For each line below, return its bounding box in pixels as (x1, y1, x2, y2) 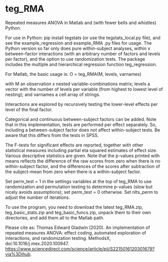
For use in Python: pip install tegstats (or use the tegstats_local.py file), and (5, 35, 160, 41)
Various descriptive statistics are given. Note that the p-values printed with (5, 153, 160, 159)
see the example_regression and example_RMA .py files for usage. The (5, 40, 152, 46)
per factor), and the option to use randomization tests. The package (5, 56, 145, 62)
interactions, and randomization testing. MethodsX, (5, 235, 111, 241)
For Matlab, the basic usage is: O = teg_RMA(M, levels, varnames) (5, 71, 142, 77)
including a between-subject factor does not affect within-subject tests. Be (5, 126, 160, 133)
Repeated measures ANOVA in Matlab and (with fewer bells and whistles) (5, 20, 156, 26)
